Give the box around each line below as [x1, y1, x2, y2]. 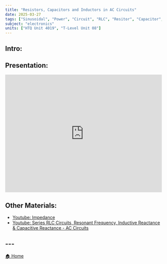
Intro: [5, 44, 22, 53]
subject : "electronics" [5, 21, 55, 26]
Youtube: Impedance [12, 215, 56, 221]
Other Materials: [5, 201, 57, 210]
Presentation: [5, 61, 48, 70]
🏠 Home [5, 253, 24, 259]
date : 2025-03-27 [5, 12, 41, 17]
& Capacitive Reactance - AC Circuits [12, 225, 89, 231]
